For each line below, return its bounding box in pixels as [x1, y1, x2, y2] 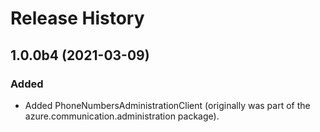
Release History [10, 7, 145, 30]
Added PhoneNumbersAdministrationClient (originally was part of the [24, 99, 311, 111]
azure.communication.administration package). [24, 110, 220, 122]
